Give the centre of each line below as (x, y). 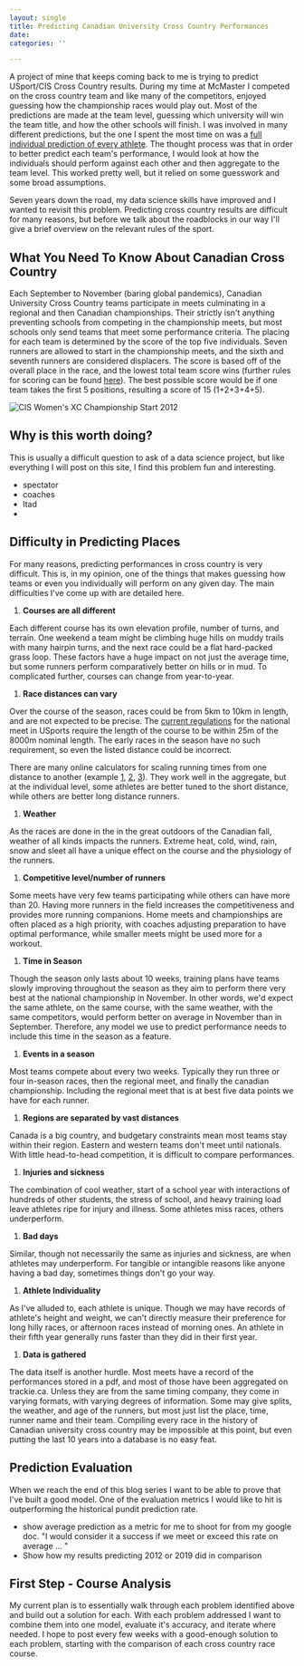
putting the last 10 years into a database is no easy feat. (113, 1439)
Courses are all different (69, 610)
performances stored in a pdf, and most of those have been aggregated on (149, 1382)
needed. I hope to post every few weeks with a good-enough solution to (144, 1634)
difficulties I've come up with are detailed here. (97, 592)
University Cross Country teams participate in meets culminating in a (138, 303)
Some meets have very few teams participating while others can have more (150, 895)
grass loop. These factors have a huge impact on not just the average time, (149, 657)
